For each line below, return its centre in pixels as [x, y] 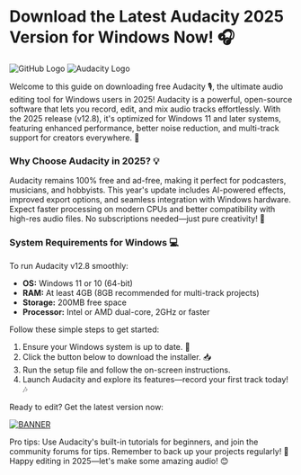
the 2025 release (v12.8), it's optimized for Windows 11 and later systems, [145, 118]
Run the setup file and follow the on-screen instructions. [126, 370]
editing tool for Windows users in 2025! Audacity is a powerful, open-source [151, 99]
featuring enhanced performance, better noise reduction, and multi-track [145, 128]
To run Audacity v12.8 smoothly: [69, 265]
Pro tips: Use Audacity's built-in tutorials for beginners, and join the [134, 442]
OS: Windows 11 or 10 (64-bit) [77, 283]
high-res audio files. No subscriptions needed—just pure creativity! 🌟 [137, 219]
